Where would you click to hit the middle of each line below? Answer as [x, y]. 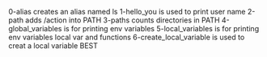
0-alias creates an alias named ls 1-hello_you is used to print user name [127, 12]
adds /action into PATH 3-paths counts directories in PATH [123, 20]
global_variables [35, 28]
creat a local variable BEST [53, 46]
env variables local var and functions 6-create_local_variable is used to [127, 37]
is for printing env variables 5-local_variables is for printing [161, 28]
